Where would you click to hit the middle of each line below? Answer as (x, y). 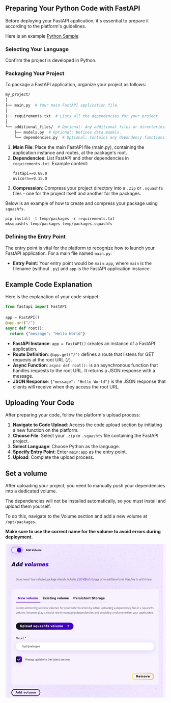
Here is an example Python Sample (42, 36)
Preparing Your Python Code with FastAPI (73, 8)
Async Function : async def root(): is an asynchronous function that (85, 365)
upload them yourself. (28, 506)
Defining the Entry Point (36, 237)
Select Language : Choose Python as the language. (66, 447)
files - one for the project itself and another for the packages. (77, 194)
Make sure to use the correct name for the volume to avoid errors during (83, 532)
